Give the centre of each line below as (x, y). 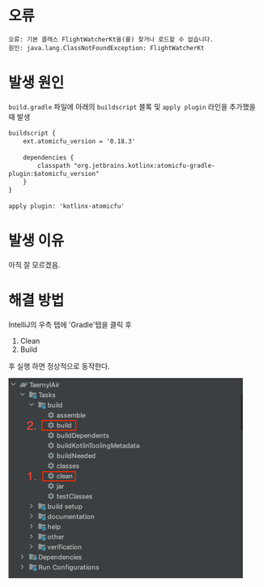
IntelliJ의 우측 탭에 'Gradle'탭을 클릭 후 (70, 324)
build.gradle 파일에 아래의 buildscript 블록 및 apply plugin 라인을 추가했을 (132, 106)
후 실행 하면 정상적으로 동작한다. (60, 366)
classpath (54, 165)
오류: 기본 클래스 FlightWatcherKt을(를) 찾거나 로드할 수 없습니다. (111, 39)
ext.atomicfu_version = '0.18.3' (79, 141)
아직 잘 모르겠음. (34, 264)
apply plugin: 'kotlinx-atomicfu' (67, 206)
